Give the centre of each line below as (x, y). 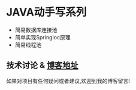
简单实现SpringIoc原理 (43, 37)
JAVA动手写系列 (46, 12)
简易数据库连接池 (36, 30)
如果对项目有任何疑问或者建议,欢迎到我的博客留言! (68, 80)
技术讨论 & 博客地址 (43, 65)
